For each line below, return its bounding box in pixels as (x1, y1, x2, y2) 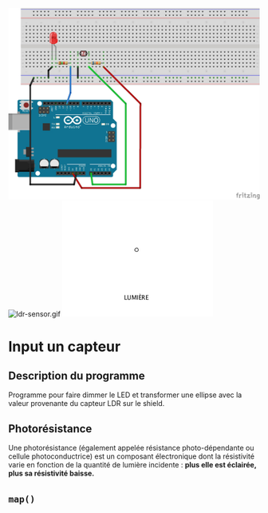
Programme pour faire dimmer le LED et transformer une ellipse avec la (8, 390, 242, 400)
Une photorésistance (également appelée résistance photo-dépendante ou (8, 443, 254, 453)
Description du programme (8, 368, 145, 383)
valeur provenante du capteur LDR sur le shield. (8, 399, 165, 408)
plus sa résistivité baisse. (8, 468, 95, 479)
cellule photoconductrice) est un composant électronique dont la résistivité (8, 451, 255, 461)
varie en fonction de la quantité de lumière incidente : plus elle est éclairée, (8, 460, 257, 470)
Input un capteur (8, 337, 121, 356)
